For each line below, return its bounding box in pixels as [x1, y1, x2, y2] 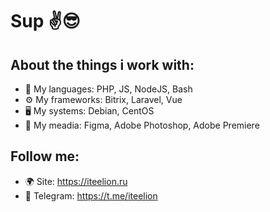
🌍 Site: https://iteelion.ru [24, 175, 128, 187]
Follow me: [10, 148, 80, 165]
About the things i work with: [10, 56, 195, 73]
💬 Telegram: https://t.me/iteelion [24, 189, 158, 202]
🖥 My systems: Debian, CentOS [24, 105, 155, 117]
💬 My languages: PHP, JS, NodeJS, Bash [24, 83, 193, 95]
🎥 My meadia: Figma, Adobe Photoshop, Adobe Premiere [24, 119, 260, 131]
